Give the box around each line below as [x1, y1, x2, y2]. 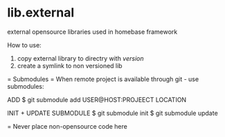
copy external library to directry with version [17, 54, 144, 63]
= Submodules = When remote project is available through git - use [7, 74, 199, 83]
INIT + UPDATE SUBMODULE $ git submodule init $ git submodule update [7, 109, 218, 117]
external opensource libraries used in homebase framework [7, 28, 178, 36]
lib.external [7, 5, 75, 21]
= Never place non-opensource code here [7, 122, 128, 130]
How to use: [7, 41, 42, 49]
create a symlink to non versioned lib [17, 61, 123, 70]
